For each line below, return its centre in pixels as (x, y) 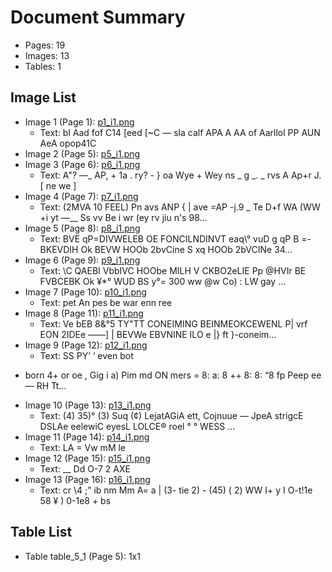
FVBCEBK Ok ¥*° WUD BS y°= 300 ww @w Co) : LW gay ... (163, 281)
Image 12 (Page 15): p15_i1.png (87, 458)
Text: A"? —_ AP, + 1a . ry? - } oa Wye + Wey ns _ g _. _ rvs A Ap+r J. (180, 175)
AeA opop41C (68, 143)
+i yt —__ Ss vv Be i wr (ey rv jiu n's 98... (123, 217)
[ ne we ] (58, 185)
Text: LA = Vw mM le (83, 447)
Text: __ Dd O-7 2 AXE (85, 468)
